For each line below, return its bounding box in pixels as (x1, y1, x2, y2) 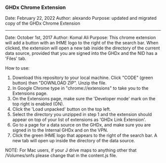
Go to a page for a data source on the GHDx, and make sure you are (12, 122, 151, 128)
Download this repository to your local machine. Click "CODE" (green (12, 75, 153, 81)
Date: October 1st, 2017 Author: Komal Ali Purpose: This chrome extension (5, 35, 156, 41)
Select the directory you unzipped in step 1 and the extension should (12, 112, 152, 118)
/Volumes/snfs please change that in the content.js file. (5, 153, 118, 159)
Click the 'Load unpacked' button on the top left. (12, 106, 111, 112)
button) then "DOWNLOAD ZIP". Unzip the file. (12, 80, 107, 86)
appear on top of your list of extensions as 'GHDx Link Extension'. (12, 117, 146, 122)
